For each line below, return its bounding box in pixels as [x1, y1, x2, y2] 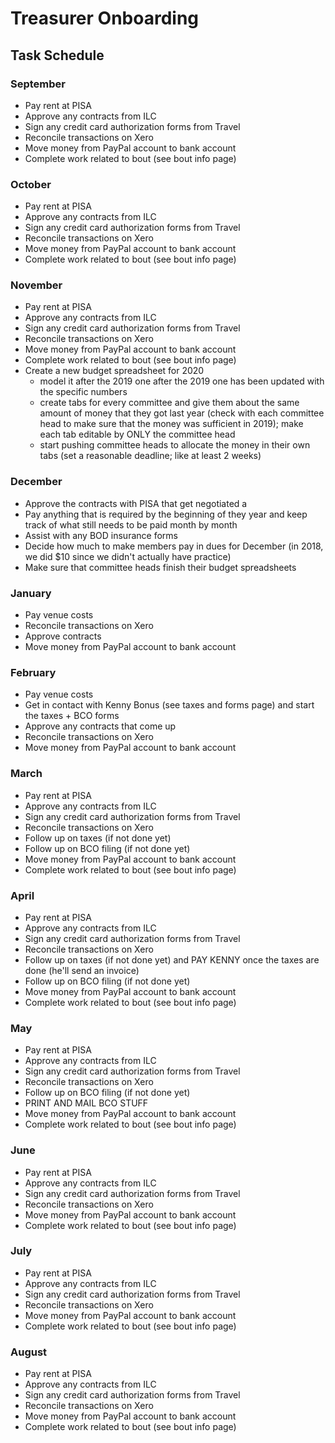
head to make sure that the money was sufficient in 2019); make [39, 418, 304, 430]
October [10, 177, 52, 191]
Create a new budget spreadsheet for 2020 [24, 365, 205, 377]
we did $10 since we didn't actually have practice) [24, 550, 232, 562]
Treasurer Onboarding [10, 7, 200, 30]
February [10, 665, 57, 679]
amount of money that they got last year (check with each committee [39, 407, 325, 419]
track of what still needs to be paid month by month [24, 518, 238, 531]
